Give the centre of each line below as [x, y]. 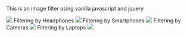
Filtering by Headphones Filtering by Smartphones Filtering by [97, 21]
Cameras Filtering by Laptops [46, 28]
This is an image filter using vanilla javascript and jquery [75, 9]
